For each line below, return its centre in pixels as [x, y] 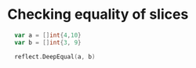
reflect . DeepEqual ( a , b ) [55, 56]
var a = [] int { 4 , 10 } [48, 35]
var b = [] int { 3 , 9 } [48, 42]
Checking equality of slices [98, 14]
